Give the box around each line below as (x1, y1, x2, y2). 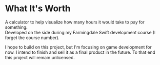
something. (5, 24, 28, 30)
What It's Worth (5, 3, 71, 14)
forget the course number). (5, 35, 60, 41)
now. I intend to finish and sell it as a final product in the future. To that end (5, 49, 155, 55)
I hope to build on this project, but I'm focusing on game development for (5, 44, 152, 50)
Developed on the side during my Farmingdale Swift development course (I (5, 29, 156, 35)
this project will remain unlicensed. (5, 54, 75, 60)
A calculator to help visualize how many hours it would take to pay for (5, 19, 145, 25)
